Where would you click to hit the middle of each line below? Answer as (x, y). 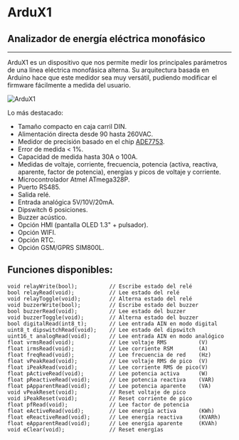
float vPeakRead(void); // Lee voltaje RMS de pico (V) (108, 361)
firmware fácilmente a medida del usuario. (69, 85)
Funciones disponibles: (60, 270)
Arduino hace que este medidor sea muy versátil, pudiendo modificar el (112, 78)
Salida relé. (34, 194)
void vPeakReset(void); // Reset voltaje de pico (97, 392)
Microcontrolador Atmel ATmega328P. (74, 179)
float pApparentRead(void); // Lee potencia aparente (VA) (110, 386)
